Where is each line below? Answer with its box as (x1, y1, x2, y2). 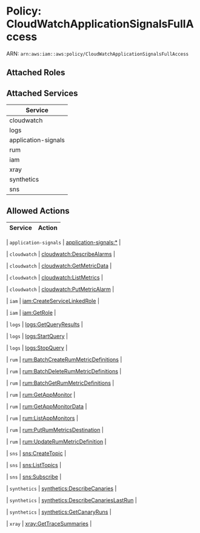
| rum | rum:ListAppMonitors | (6, 414, 79, 422)
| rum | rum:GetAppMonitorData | (6, 402, 87, 410)
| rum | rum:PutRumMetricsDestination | (6, 426, 104, 433)
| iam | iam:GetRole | (6, 309, 56, 316)
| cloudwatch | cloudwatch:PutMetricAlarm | (6, 286, 115, 293)
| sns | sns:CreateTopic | (6, 450, 67, 457)
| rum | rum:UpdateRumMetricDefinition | (6, 437, 107, 445)
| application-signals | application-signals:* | (6, 238, 121, 246)
